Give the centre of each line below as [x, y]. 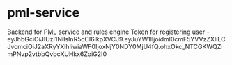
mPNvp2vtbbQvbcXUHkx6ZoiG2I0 [57, 54]
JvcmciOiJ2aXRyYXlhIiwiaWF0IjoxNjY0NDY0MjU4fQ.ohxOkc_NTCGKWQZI [115, 46]
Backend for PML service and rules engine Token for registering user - [109, 32]
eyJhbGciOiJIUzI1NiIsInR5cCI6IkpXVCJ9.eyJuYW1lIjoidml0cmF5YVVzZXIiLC [116, 39]
